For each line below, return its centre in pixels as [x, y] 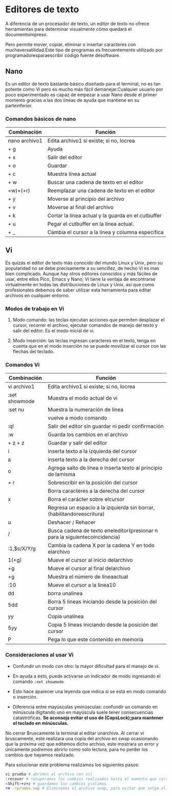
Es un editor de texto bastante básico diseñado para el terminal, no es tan [83, 83]
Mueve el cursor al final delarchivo [89, 569]
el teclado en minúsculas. [41, 723]
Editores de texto [42, 9]
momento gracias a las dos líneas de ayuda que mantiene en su [72, 100]
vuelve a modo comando [78, 418]
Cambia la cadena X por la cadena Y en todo [101, 546]
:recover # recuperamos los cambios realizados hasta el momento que [81, 779]
